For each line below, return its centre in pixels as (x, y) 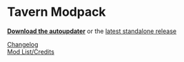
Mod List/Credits (31, 52)
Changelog (23, 44)
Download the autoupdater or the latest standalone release (92, 31)
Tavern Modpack (57, 12)
